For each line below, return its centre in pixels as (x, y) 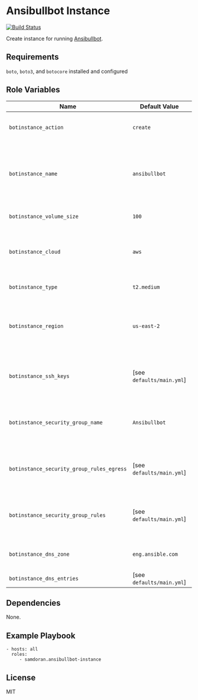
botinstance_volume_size (44, 216)
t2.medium (146, 287)
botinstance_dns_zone (39, 554)
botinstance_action (36, 127)
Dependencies (33, 603)
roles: (19, 655)
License (21, 677)
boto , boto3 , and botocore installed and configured (67, 71)
